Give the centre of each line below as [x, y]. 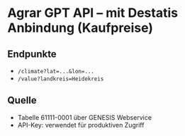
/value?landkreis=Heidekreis [61, 79]
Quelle [22, 100]
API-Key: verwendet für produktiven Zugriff [81, 125]
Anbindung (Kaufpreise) [80, 28]
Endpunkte [32, 54]
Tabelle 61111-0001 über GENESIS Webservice [85, 117]
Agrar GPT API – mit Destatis [93, 13]
